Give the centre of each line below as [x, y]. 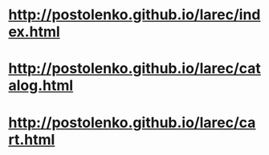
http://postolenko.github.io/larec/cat [134, 69]
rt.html [32, 139]
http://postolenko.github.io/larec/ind [134, 15]
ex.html [34, 32]
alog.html [41, 86]
